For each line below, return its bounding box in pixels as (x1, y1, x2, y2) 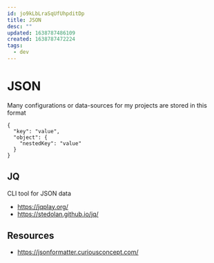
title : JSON (7, 17, 41, 23)
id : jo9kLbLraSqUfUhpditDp (7, 10, 85, 17)
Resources (7, 230, 55, 242)
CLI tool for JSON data (7, 189, 71, 197)
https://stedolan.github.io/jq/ (17, 210, 99, 218)
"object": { (13, 134, 48, 141)
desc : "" (7, 23, 32, 30)
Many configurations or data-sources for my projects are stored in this (7, 101, 207, 109)
